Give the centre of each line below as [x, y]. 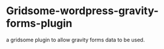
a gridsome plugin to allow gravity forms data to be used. [76, 40]
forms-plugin [39, 23]
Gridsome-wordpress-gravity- [83, 11]
